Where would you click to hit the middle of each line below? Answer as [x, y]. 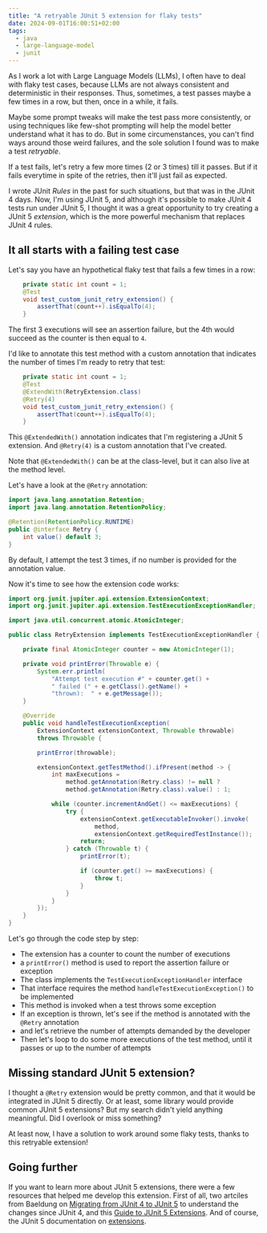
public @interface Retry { [53, 529]
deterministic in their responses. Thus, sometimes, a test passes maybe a [129, 93]
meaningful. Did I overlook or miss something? [85, 1118]
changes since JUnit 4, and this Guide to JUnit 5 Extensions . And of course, [133, 1212]
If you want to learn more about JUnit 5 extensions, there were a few [121, 1186]
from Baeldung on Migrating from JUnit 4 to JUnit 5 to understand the [123, 1204]
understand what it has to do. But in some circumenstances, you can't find [131, 134]
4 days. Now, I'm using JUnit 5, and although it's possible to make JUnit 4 [130, 199]
